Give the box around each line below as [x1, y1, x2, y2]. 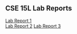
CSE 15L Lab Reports [5, 4, 72, 13]
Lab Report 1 [5, 17, 32, 23]
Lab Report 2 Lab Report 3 [5, 23, 61, 29]
